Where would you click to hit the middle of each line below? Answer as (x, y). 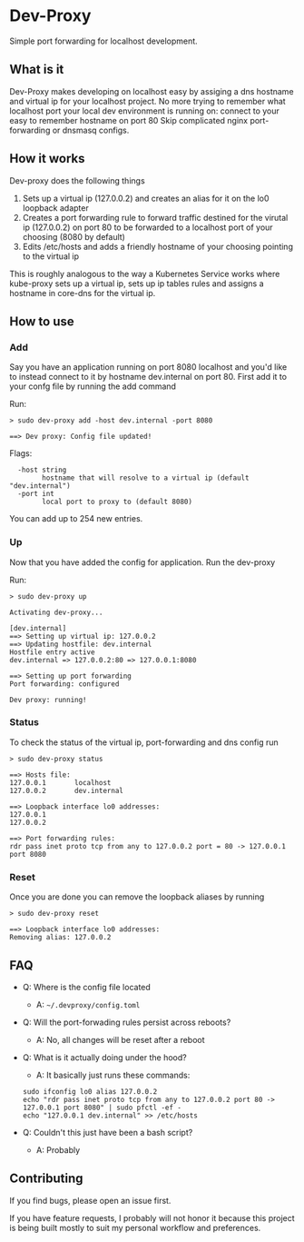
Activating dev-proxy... (56, 612)
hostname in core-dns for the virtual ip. (83, 293)
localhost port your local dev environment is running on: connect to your (144, 111)
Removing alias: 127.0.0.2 (60, 938)
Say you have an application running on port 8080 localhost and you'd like (148, 367)
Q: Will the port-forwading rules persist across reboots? (127, 1022)
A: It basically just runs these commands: (113, 1075)
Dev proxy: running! (49, 700)
